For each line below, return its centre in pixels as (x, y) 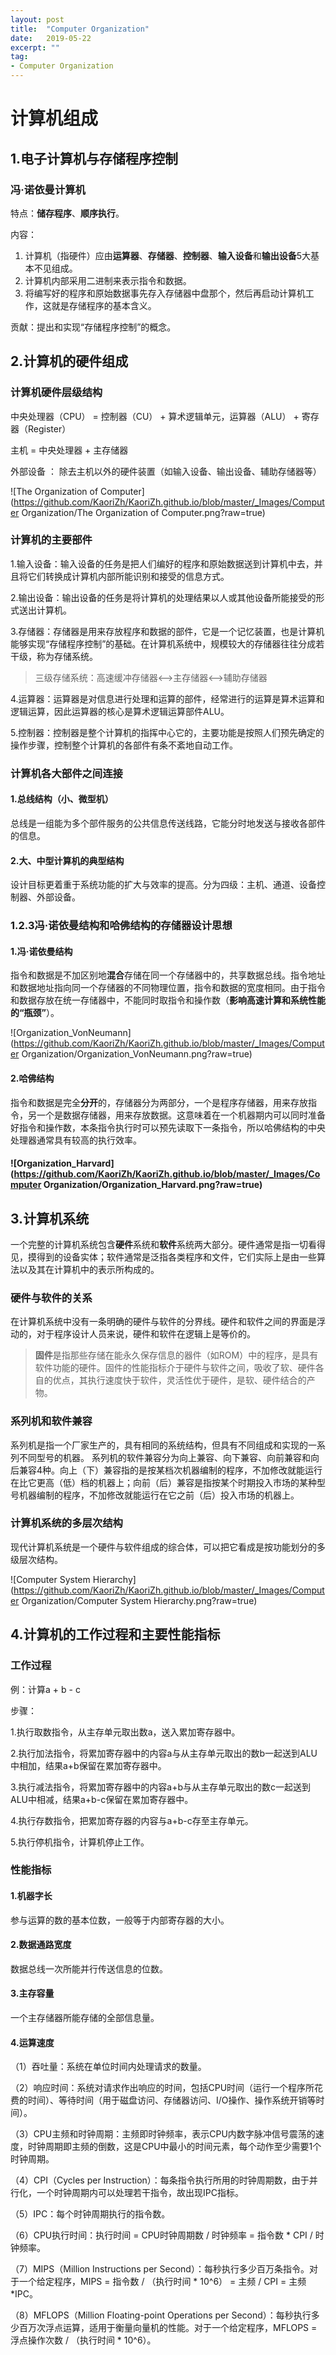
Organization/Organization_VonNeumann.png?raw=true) (137, 1054)
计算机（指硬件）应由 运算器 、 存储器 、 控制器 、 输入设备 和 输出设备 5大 (168, 255)
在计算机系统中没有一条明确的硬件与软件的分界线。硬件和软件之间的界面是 (163, 1322)
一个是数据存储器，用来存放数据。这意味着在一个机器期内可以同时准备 (181, 1115)
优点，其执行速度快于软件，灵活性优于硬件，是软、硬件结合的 (179, 1380)
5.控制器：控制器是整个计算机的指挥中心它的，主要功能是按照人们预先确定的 (167, 732)
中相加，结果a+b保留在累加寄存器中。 (88, 1765)
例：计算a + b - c (45, 1689)
